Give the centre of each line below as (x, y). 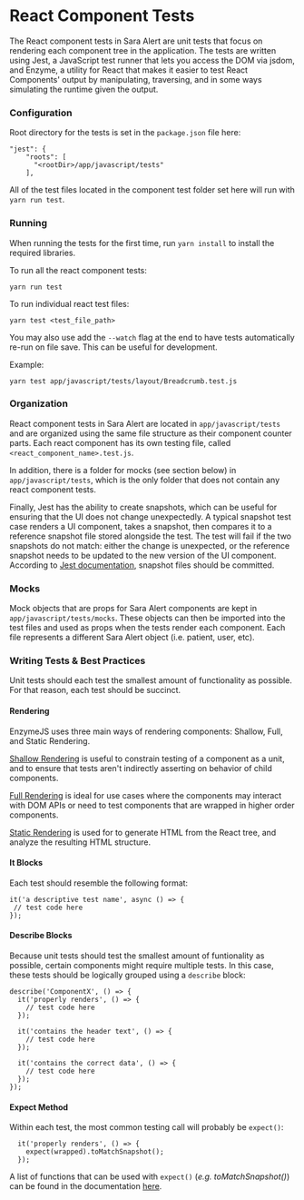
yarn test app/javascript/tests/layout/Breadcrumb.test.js (123, 381)
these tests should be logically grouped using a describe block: (128, 975)
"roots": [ (46, 157)
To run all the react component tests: (78, 270)
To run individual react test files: (69, 303)
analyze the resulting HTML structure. (80, 842)
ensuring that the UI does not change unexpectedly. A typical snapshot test (151, 516)
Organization (39, 403)
